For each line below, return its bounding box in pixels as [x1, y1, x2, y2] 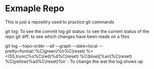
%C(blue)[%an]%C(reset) [80, 53, 132, 59]
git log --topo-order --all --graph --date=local [5, 43, 98, 49]
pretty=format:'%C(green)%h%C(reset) [5, 48, 86, 54]
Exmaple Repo [5, 3, 65, 14]
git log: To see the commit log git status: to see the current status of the [5, 28, 150, 34]
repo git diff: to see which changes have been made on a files [5, 34, 130, 39]
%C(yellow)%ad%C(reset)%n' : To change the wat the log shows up [5, 58, 143, 64]
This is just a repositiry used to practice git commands [5, 19, 114, 25]
